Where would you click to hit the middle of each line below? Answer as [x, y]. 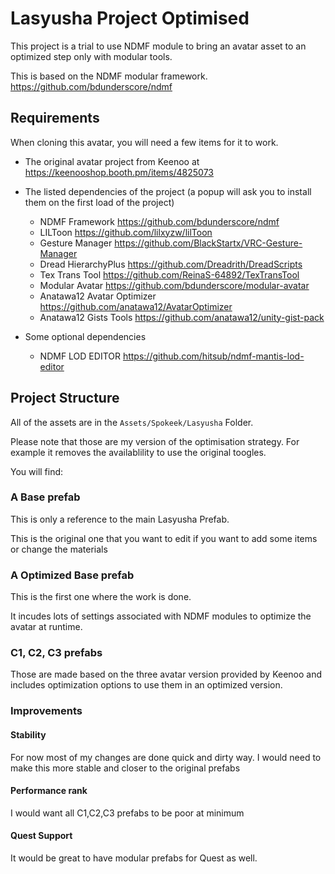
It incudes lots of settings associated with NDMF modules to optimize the [161, 616]
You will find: [37, 471]
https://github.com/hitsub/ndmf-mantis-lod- [213, 356]
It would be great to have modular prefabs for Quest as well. [134, 858]
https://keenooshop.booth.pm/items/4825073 [119, 172]
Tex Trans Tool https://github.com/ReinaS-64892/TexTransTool [169, 274]
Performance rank [49, 791]
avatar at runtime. [46, 627]
